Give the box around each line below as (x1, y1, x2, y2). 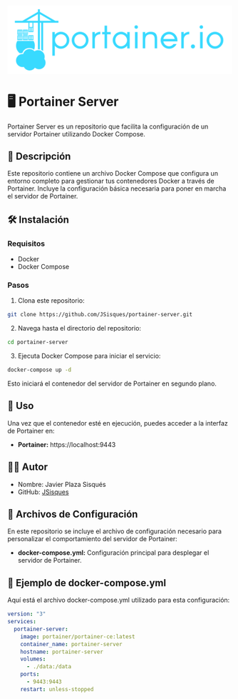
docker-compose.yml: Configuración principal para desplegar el (17, 548, 209, 557)
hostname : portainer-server (20, 648, 103, 655)
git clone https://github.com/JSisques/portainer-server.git (7, 311, 193, 318)
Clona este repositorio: (17, 296, 85, 305)
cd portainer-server (7, 338, 69, 346)
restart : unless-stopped (20, 685, 94, 693)
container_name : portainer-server (20, 640, 123, 648)
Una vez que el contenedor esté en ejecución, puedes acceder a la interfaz (7, 418, 228, 427)
